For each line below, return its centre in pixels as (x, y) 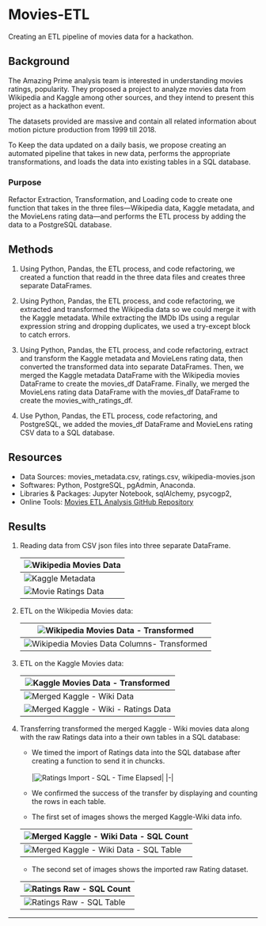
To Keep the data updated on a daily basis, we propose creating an (118, 145)
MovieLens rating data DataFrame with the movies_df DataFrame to (129, 392)
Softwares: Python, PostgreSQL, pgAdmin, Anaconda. (107, 485)
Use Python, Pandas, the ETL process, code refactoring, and (118, 415)
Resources (35, 457)
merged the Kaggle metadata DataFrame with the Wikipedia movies (129, 375)
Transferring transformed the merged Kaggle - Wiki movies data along (134, 729)
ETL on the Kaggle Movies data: (72, 664)
